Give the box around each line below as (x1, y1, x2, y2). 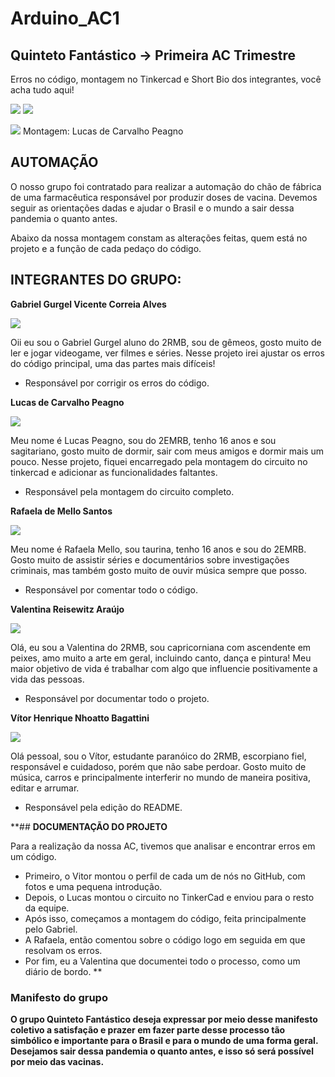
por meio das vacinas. (10, 1055, 105, 1067)
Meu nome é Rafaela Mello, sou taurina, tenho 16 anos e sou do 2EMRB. (10, 543, 307, 555)
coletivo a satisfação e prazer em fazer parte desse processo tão (10, 1023, 286, 1036)
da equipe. (24, 902, 70, 914)
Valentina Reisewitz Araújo (10, 603, 125, 615)
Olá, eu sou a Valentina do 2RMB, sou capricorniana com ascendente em (10, 641, 312, 653)
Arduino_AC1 (10, 7, 120, 30)
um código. (10, 850, 57, 862)
